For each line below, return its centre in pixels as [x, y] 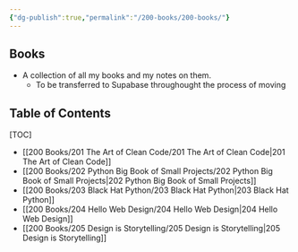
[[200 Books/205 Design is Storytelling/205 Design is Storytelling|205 [151, 229]
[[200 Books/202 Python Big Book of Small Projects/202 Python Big [147, 171]
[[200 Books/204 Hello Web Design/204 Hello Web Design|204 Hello [150, 209]
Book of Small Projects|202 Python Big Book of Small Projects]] [139, 181]
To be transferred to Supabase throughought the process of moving [161, 85]
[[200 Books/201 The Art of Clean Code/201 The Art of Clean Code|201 [153, 152]
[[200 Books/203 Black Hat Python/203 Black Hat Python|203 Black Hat [155, 190]
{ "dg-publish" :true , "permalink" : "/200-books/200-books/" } [119, 17]
